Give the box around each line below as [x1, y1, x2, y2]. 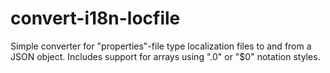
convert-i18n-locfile [10, 7, 181, 30]
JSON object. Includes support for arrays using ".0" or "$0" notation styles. [10, 50, 321, 62]
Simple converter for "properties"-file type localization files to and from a [10, 40, 312, 52]
